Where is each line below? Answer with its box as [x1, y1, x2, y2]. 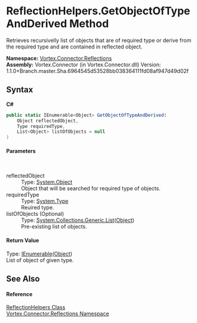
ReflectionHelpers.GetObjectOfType [6, 4, 190, 18]
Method [69, 17, 109, 31]
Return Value [6, 236, 39, 243]
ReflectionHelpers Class [6, 304, 66, 311]
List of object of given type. [6, 256, 74, 264]
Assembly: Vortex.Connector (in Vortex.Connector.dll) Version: [6, 61, 161, 68]
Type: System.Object [21, 178, 73, 186]
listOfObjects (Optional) [6, 211, 64, 218]
